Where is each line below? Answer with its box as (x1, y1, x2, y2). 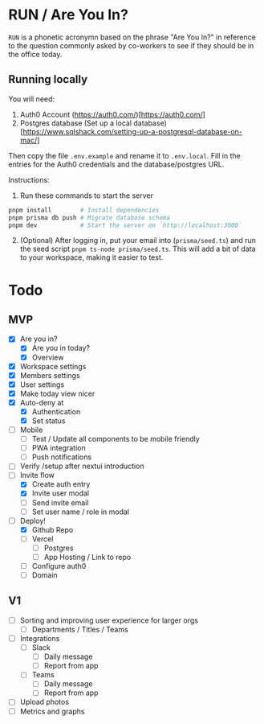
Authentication (31, 406, 81, 416)
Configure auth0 (31, 561, 87, 570)
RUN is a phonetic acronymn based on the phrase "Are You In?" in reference (8, 32, 257, 42)
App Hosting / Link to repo (43, 552, 132, 562)
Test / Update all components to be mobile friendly (31, 434, 201, 444)
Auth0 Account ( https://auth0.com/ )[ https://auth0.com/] (19, 109, 206, 119)
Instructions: (8, 175, 50, 184)
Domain (31, 570, 58, 580)
